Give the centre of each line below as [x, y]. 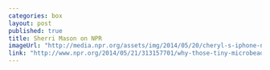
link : [17, 53]
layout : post [30, 23]
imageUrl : [25, 46]
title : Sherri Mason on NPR [55, 38]
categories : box [35, 16]
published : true [35, 31]
